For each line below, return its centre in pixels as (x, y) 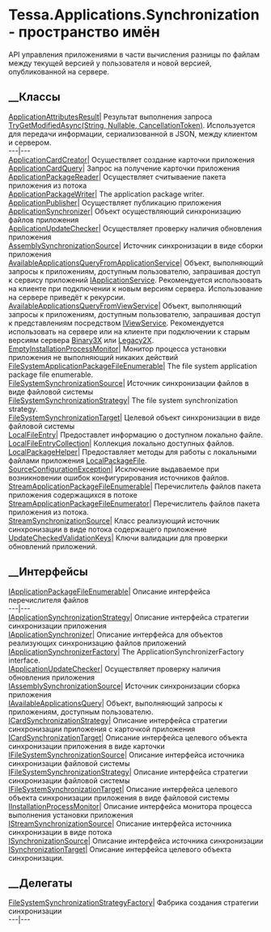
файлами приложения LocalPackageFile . (78, 460)
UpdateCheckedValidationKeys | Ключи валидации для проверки (118, 538)
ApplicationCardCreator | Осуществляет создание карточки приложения (131, 159)
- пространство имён (84, 32)
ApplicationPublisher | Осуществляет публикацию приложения (115, 202)
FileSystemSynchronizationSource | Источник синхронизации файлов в (129, 383)
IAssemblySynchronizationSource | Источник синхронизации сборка (124, 686)
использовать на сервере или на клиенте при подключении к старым (129, 331)
